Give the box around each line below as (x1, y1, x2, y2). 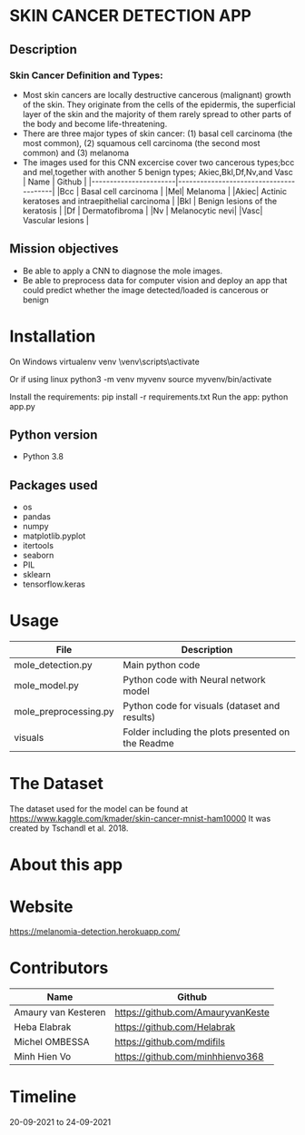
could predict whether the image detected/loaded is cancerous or (22, 284, 270, 295)
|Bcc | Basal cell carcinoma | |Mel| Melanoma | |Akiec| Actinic (56, 185, 288, 196)
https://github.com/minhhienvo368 (114, 1051, 265, 1063)
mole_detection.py (14, 659, 93, 672)
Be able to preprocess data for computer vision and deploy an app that (22, 274, 288, 286)
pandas (22, 511, 52, 522)
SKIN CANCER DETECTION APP (9, 5, 252, 26)
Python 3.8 (22, 451, 64, 462)
